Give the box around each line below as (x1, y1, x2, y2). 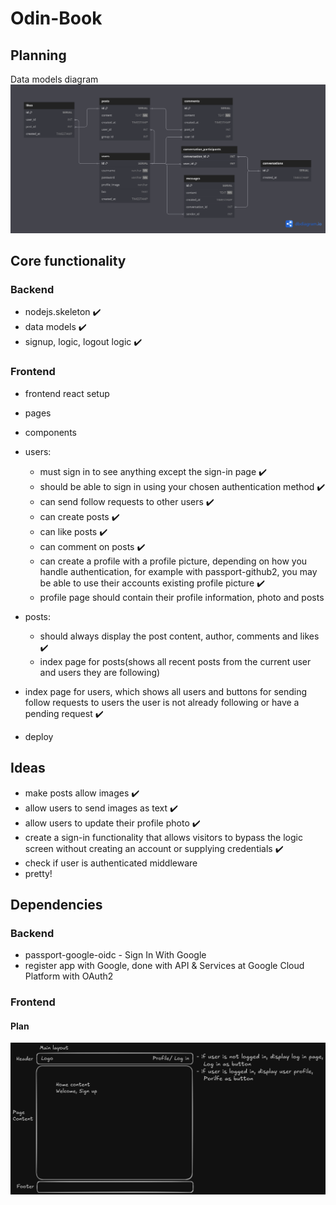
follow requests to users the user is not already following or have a (24, 696, 300, 708)
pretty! (24, 867, 53, 879)
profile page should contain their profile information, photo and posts (39, 591, 325, 603)
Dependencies (10, 896, 103, 913)
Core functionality (10, 253, 127, 270)
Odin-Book (10, 7, 103, 30)
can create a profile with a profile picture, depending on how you (39, 555, 308, 567)
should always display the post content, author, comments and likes (39, 630, 320, 642)
